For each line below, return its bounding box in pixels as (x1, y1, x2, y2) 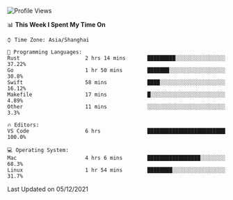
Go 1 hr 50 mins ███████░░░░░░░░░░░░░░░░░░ (7, 67, 226, 74)
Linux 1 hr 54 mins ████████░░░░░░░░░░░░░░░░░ (7, 167, 226, 174)
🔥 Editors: (7, 122, 40, 128)
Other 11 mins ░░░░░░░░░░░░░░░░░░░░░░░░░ (7, 103, 226, 110)
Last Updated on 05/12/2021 (7, 185, 88, 193)
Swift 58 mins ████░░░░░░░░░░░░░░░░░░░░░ (7, 79, 226, 86)
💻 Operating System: (7, 147, 70, 153)
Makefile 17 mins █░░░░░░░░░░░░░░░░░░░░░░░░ (7, 91, 226, 98)
